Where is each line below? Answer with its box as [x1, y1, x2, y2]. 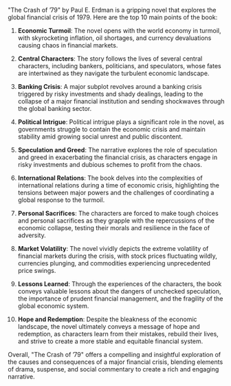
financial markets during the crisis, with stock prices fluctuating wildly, [17, 252, 217, 260]
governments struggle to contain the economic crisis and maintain [17, 125, 206, 133]
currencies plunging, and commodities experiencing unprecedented [17, 259, 210, 267]
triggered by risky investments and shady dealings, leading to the [17, 90, 203, 98]
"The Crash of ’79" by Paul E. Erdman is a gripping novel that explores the [8, 6, 217, 14]
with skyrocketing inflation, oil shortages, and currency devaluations [17, 34, 212, 42]
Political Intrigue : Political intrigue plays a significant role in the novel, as [17, 118, 225, 126]
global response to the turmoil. [17, 196, 105, 204]
